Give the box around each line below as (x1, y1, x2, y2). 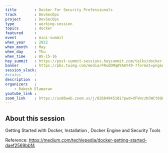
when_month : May (5, 44, 46, 49)
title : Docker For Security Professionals (5, 7, 113, 12)
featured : (5, 30, 37, 35)
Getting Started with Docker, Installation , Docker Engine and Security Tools (5, 127, 161, 133)
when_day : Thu (5, 49, 46, 54)
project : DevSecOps (5, 16, 59, 21)
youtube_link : (5, 91, 37, 96)
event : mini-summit (5, 35, 64, 40)
